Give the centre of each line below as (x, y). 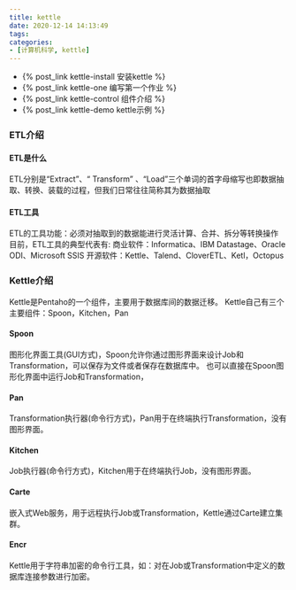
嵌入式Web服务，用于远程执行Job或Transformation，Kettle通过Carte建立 (142, 512)
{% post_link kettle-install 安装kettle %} (94, 77)
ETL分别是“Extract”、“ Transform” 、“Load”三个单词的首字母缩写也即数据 (143, 179)
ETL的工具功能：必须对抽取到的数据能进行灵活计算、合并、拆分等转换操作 (144, 233)
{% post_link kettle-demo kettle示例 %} (93, 110)
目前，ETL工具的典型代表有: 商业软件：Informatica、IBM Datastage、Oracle (148, 245)
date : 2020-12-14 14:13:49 (59, 26)
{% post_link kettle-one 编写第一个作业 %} (99, 88)
